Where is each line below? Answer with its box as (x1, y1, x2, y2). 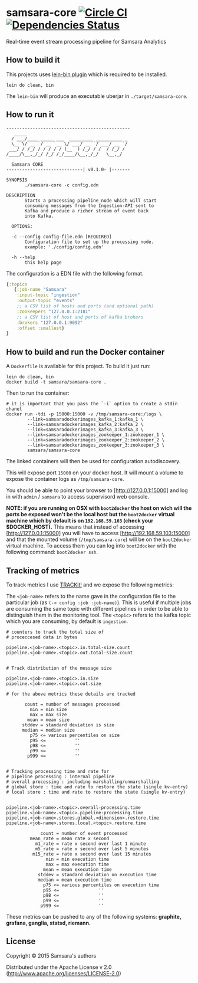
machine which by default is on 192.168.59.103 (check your (6, 517, 154, 525)
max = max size (29, 712, 67, 717)
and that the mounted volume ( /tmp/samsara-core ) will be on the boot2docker (6, 536, 192, 543)
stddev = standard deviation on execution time (37, 871, 157, 877)
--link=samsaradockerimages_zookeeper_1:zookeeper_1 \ (27, 432, 165, 438)
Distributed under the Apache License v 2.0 (6, 964, 112, 971)
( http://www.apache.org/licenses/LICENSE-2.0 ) (6, 969, 122, 977)
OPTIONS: (11, 223, 33, 230)
